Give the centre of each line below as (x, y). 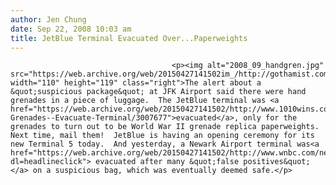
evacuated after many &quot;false (167, 162)
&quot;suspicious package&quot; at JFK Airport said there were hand (158, 92)
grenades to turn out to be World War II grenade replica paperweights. (165, 127)
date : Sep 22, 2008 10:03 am (71, 29)
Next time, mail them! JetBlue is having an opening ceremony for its (162, 136)
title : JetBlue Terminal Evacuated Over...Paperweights (129, 38)
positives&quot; (277, 162)
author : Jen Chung (48, 19)
